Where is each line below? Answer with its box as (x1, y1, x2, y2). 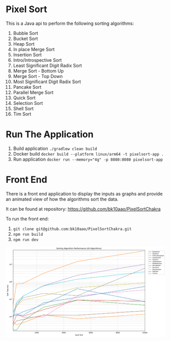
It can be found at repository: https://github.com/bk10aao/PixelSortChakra (6, 206, 161, 212)
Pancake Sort (13, 84, 42, 90)
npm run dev (13, 237, 39, 242)
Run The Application (6, 129, 94, 140)
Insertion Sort (13, 52, 42, 58)
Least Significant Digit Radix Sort (13, 62, 82, 68)
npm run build (13, 232, 43, 237)
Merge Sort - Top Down (13, 73, 63, 79)
